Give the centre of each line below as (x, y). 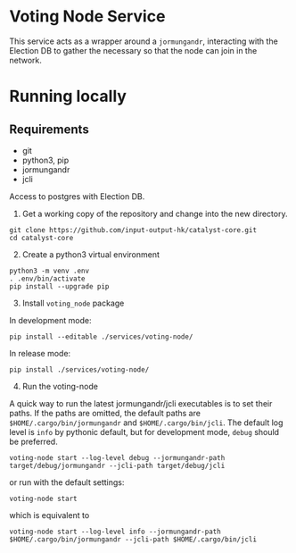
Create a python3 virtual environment (91, 254)
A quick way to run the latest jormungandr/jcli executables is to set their (141, 403)
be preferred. (33, 441)
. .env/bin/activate (48, 279)
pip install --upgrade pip (59, 286)
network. (26, 60)
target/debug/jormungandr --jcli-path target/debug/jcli (117, 465)
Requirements (49, 129)
